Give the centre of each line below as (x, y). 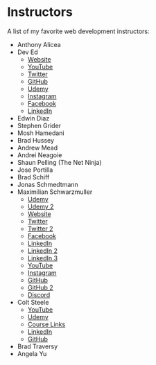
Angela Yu (32, 353)
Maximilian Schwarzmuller (55, 192)
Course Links (46, 324)
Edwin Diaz (33, 118)
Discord (39, 294)
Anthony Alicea (39, 44)
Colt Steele (33, 302)
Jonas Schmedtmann (47, 184)
